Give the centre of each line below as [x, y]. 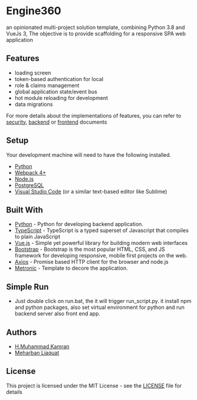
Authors [22, 332]
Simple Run [27, 287]
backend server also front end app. [58, 314]
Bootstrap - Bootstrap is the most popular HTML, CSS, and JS [90, 249]
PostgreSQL [29, 185]
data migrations [34, 104]
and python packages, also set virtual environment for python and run [99, 307]
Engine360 [34, 11]
